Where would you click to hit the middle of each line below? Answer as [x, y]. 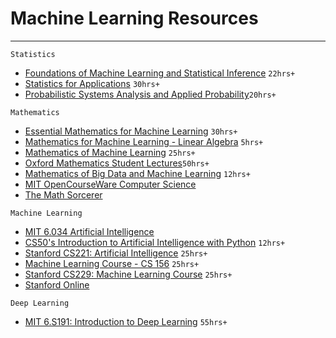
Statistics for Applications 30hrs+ [92, 83]
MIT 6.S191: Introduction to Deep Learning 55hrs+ [126, 321]
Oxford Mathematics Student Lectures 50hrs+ [117, 163]
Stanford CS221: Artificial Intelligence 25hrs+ [116, 253]
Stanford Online [57, 284]
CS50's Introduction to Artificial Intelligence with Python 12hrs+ [155, 242]
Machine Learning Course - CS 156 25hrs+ [112, 263]
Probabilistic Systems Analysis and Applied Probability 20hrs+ [150, 94]
